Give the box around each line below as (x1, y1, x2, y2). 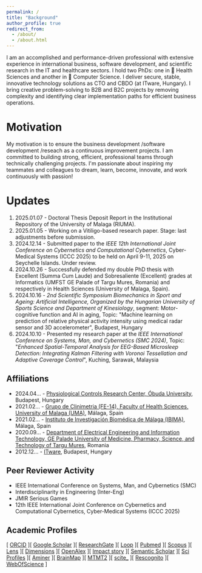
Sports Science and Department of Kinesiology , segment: (15, 304, 160, 312)
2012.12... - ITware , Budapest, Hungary (15, 448, 112, 455)
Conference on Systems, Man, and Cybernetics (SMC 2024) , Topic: (15, 337, 185, 344)
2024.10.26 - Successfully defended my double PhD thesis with (15, 266, 174, 273)
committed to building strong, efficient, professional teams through (6, 153, 173, 160)
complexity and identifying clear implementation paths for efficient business (6, 92, 197, 100)
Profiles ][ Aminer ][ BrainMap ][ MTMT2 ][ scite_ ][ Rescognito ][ (6, 554, 169, 561)
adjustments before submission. (15, 233, 96, 241)
